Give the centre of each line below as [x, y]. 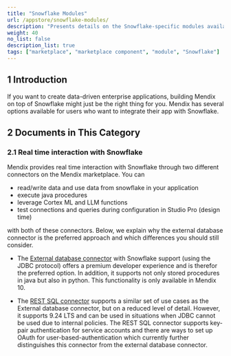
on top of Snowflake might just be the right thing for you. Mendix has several [115, 103]
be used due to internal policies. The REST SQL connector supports [113, 323]
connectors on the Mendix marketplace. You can [76, 175]
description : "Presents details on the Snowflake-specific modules [106, 26]
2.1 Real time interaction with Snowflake [75, 152]
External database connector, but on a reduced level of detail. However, [119, 308]
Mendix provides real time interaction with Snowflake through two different [113, 167]
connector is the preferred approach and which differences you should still [113, 238]
